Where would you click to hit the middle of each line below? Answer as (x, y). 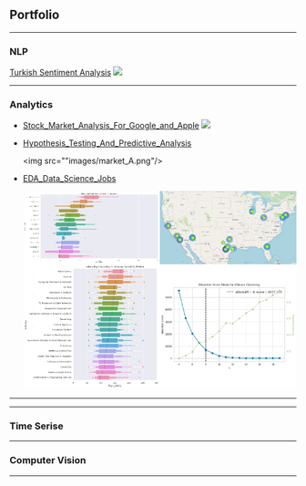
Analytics (31, 105)
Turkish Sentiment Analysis (61, 73)
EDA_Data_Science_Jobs (69, 179)
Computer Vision (48, 460)
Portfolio (35, 15)
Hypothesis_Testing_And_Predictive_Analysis (107, 143)
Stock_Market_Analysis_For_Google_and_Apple (111, 126)
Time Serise (36, 426)
